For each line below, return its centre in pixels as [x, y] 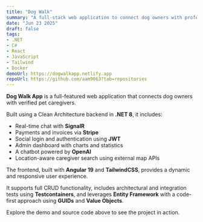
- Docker [17, 68]
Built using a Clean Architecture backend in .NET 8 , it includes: [85, 115]
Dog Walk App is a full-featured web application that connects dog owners [100, 97]
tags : [13, 34]
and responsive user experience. [47, 176]
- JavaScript [23, 57]
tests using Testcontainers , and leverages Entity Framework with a [91, 194]
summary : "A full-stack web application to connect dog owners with [94, 17]
